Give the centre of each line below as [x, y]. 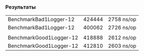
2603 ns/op [122, 46]
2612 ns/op [122, 38]
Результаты [21, 7]
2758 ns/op [122, 20]
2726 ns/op [122, 28]
